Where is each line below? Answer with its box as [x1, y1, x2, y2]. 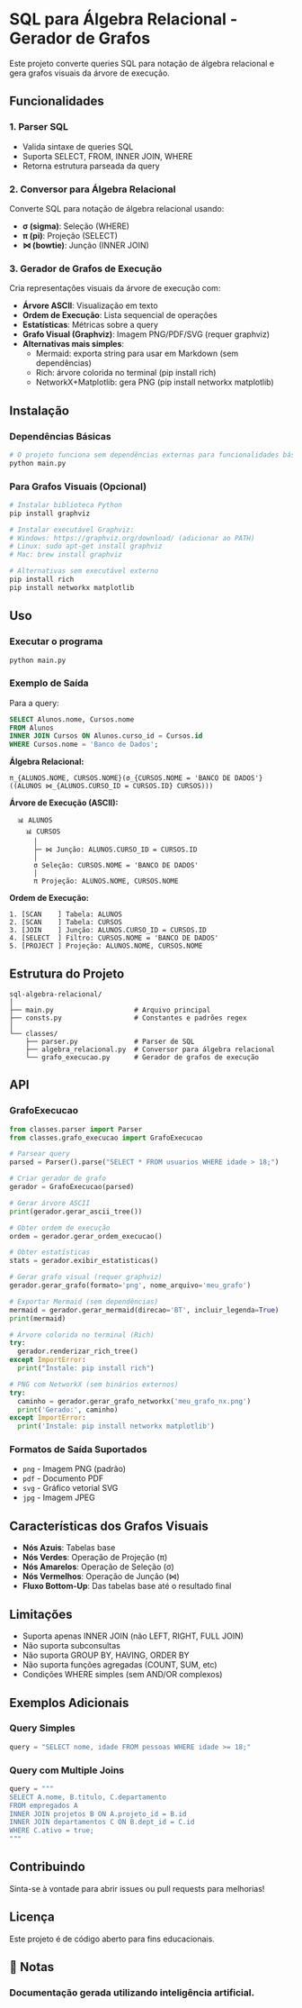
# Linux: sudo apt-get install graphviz [9, 541, 164, 551]
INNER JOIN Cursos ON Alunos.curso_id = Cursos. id [9, 731, 203, 741]
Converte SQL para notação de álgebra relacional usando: [9, 203, 225, 214]
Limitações [9, 1606, 73, 1622]
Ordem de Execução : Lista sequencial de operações [22, 310, 218, 321]
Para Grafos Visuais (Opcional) [9, 480, 147, 493]
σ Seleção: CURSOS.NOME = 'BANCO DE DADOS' [32, 861, 200, 870]
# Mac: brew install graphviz [9, 550, 123, 559]
